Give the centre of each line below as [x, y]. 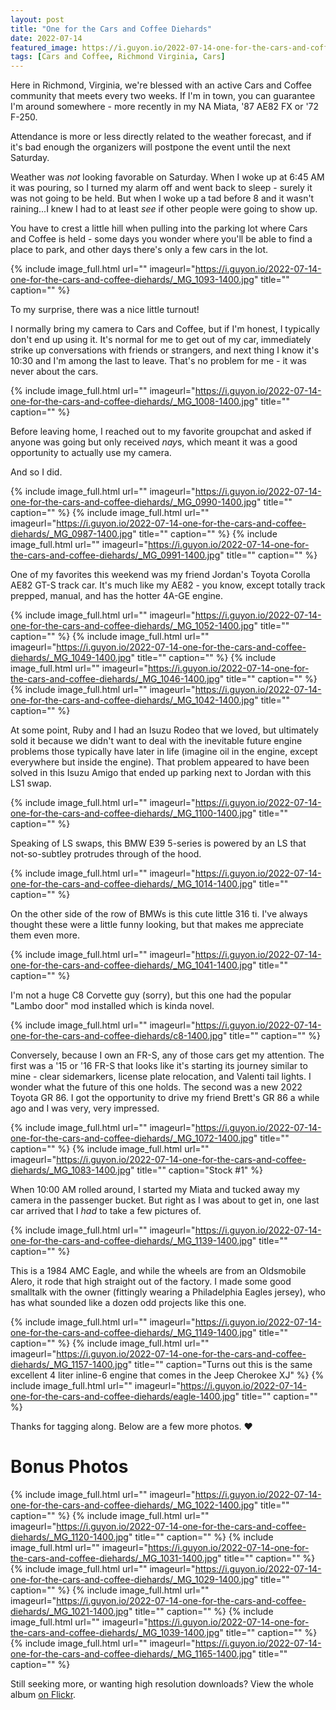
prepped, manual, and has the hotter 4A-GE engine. [116, 596]
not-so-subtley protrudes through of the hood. [106, 854]
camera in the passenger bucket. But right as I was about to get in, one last [165, 1200]
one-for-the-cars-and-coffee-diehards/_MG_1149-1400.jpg [131, 1333]
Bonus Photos [69, 1467]
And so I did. [36, 472]
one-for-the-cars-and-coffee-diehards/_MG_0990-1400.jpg [133, 502]
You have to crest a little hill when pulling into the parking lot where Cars [159, 228]
